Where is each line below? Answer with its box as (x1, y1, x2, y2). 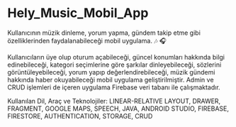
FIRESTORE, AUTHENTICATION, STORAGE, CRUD (7, 111, 153, 120)
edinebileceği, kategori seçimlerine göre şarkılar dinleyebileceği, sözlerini (7, 60, 222, 69)
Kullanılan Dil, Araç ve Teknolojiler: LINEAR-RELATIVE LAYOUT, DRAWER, (7, 96, 221, 105)
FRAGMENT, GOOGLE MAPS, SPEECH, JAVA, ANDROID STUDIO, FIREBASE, (7, 104, 229, 113)
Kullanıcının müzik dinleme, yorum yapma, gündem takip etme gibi (7, 28, 201, 37)
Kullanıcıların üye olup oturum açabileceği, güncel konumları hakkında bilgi (7, 53, 225, 61)
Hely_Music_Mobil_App (7, 5, 149, 21)
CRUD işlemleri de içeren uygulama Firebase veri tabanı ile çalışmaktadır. (7, 83, 221, 92)
